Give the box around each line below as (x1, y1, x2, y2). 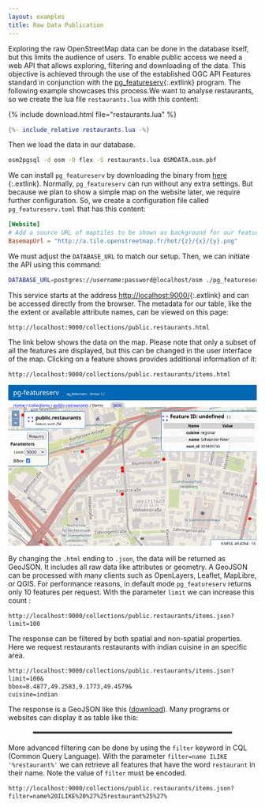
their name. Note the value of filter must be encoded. (8, 768, 187, 778)
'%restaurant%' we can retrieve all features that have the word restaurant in (8, 760, 256, 770)
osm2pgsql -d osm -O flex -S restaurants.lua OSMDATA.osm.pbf (8, 156, 217, 164)
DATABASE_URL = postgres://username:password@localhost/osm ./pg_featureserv (8, 276, 263, 284)
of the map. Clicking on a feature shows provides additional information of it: (8, 354, 257, 364)
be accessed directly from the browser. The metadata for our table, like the (8, 299, 252, 308)
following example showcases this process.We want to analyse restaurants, (8, 85, 254, 95)
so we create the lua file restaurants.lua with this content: (8, 94, 199, 104)
